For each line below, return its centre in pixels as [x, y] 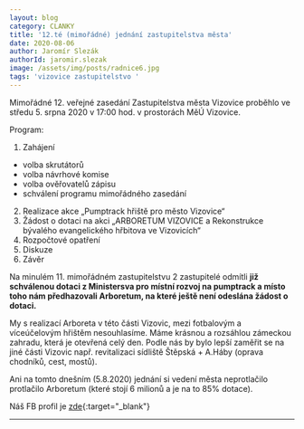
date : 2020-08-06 [42, 43]
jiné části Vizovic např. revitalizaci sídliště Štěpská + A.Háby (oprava [137, 352]
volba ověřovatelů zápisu [69, 184]
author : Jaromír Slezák [54, 52]
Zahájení [38, 147]
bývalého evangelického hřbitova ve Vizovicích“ [112, 230]
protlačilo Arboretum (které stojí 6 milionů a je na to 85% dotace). [131, 388]
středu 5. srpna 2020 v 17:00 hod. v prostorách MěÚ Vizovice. [125, 112]
